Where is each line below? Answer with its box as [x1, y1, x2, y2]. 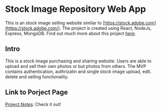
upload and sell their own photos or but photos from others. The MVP [5, 63, 147, 69]
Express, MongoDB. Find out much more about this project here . [5, 30, 136, 36]
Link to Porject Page [5, 88, 68, 97]
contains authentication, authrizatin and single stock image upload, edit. [5, 68, 152, 74]
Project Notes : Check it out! [5, 101, 61, 107]
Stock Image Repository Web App [5, 3, 146, 15]
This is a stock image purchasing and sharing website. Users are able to [5, 58, 152, 64]
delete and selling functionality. [5, 73, 69, 80]
